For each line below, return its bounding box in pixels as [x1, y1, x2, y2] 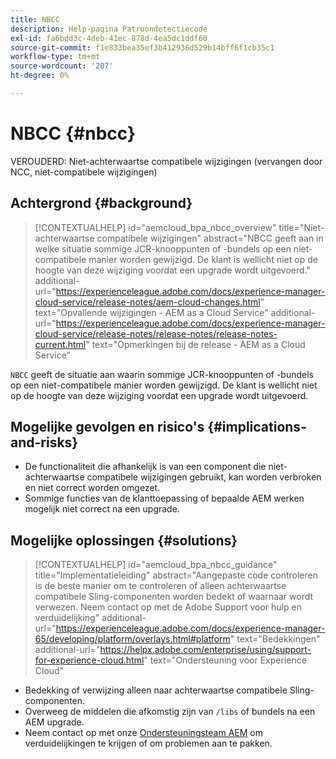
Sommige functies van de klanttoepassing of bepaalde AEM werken [24, 492, 305, 505]
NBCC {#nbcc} [10, 122, 137, 145]
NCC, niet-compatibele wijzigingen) [10, 166, 158, 178]
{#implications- [207, 419, 307, 436]
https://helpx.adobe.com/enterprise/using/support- [99, 644, 312, 656]
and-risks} [10, 434, 79, 451]
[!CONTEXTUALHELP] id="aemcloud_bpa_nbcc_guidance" [34, 559, 278, 571]
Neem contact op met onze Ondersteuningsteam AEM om [24, 727, 264, 739]
